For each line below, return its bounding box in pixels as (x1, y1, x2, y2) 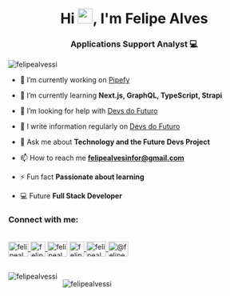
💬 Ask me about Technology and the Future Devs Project (19, 137, 210, 147)
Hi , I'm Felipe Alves (60, 10, 208, 28)
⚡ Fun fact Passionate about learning (19, 172, 145, 182)
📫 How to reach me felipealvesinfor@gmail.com (19, 153, 185, 163)
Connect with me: (8, 214, 79, 226)
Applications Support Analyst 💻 (70, 38, 198, 50)
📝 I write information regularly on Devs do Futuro (19, 122, 180, 131)
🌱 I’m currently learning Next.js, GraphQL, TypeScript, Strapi (19, 90, 223, 100)
